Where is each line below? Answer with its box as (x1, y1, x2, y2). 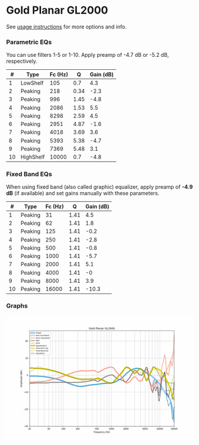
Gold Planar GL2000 (6, 4, 108, 17)
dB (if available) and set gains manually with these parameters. (6, 190, 160, 197)
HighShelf (20, 153, 45, 160)
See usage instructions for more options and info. (6, 23, 127, 30)
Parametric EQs (6, 38, 52, 46)
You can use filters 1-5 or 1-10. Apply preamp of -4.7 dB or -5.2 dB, (6, 51, 169, 59)
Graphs (6, 302, 28, 310)
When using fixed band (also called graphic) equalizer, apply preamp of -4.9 (6, 183, 193, 191)
